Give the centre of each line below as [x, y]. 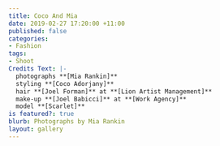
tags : [17, 54]
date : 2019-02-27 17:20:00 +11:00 [67, 24]
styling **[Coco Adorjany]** [65, 84]
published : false [38, 31]
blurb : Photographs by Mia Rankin [67, 122]
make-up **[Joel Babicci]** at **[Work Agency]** [101, 99]
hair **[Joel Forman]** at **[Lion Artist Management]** [114, 91]
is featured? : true [41, 114]
